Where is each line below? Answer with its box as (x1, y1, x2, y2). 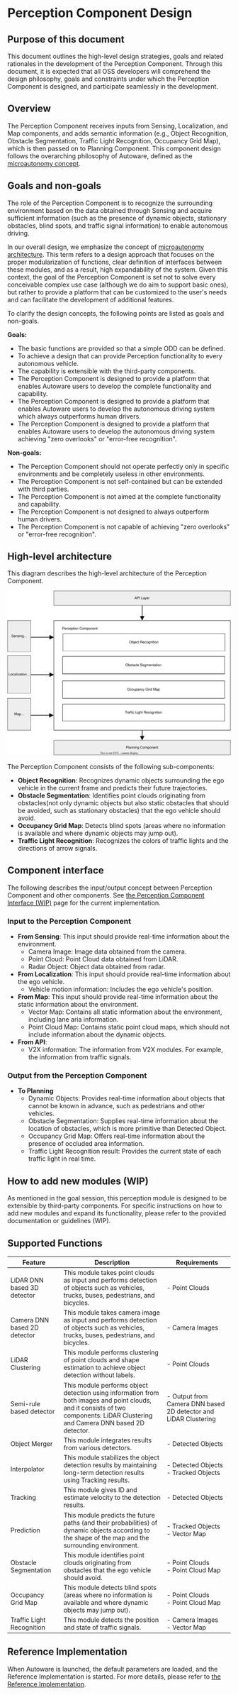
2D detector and (166, 1407, 215, 1416)
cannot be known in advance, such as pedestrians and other (28, 1102, 205, 1110)
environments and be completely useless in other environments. (17, 470, 205, 478)
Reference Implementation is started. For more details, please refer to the (7, 1672, 221, 1681)
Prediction (10, 1525, 40, 1534)
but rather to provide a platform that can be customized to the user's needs (7, 287, 227, 296)
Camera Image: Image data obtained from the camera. (28, 947, 187, 956)
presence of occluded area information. (28, 1139, 144, 1148)
